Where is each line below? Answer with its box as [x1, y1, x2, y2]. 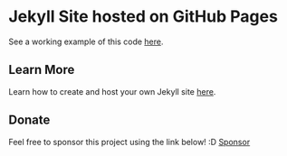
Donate [8, 113, 51, 128]
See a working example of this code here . [8, 36, 164, 47]
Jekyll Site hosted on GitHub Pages [8, 6, 278, 27]
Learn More [8, 62, 75, 78]
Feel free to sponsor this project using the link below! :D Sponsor [8, 136, 251, 147]
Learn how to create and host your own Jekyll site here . [8, 86, 216, 96]
